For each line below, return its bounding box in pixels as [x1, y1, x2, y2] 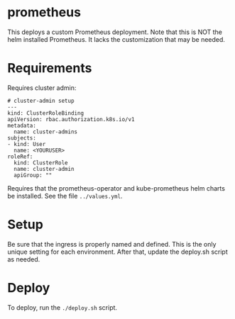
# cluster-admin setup [7, 97, 75, 104]
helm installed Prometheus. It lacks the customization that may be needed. [7, 35, 226, 43]
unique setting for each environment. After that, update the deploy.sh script [7, 247, 229, 256]
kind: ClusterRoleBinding [7, 109, 84, 117]
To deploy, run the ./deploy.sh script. [7, 303, 118, 312]
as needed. [7, 254, 40, 263]
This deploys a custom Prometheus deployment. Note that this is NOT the [7, 28, 222, 36]
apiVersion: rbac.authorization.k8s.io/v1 [7, 116, 135, 123]
